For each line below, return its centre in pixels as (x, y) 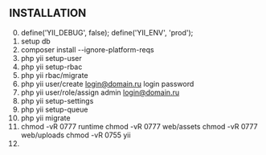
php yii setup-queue (54, 109)
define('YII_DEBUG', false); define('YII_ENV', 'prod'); (107, 32)
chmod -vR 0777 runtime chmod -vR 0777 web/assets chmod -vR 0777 (139, 126)
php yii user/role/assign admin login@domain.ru (100, 92)
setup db (35, 41)
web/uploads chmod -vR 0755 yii (76, 135)
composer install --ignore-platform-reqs (88, 49)
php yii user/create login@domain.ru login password (107, 84)
